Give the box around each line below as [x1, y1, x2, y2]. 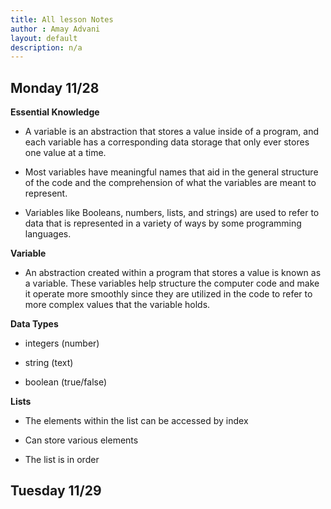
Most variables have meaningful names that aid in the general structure [24, 166, 319, 178]
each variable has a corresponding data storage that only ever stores [24, 136, 310, 148]
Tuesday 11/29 [10, 482, 102, 500]
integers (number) [24, 337, 100, 350]
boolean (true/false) [24, 376, 108, 388]
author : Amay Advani [10, 24, 101, 34]
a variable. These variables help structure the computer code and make [24, 277, 320, 290]
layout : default [10, 33, 78, 43]
